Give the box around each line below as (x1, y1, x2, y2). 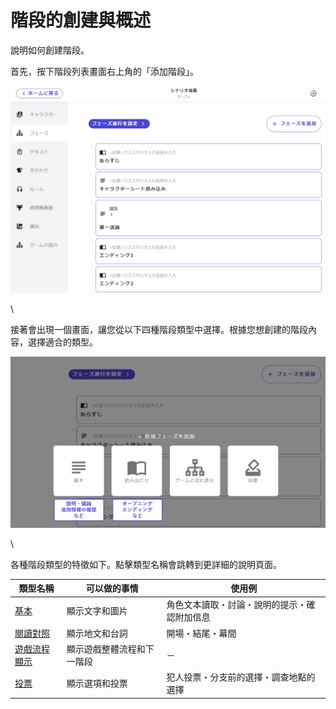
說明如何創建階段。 (10, 44, 90, 56)
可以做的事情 (85, 582, 139, 595)
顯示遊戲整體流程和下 (66, 642, 155, 655)
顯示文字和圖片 (66, 605, 128, 617)
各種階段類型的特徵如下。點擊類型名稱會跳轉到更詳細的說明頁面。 (10, 558, 282, 570)
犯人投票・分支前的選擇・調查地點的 (166, 671, 316, 683)
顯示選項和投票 (66, 677, 128, 690)
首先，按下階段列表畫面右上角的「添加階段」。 (10, 65, 199, 77)
